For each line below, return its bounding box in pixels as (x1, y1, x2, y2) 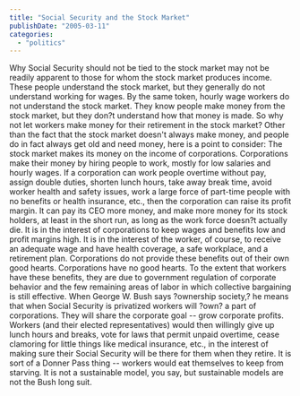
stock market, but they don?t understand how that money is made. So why (9, 110, 284, 121)
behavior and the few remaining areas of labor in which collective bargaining (9, 281, 292, 292)
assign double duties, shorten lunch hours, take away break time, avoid (9, 176, 272, 188)
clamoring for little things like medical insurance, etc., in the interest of (9, 339, 269, 349)
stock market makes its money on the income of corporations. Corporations (9, 149, 288, 159)
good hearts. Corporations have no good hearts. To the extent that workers (9, 263, 287, 273)
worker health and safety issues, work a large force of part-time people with (9, 186, 291, 197)
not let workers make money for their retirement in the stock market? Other (9, 120, 286, 131)
